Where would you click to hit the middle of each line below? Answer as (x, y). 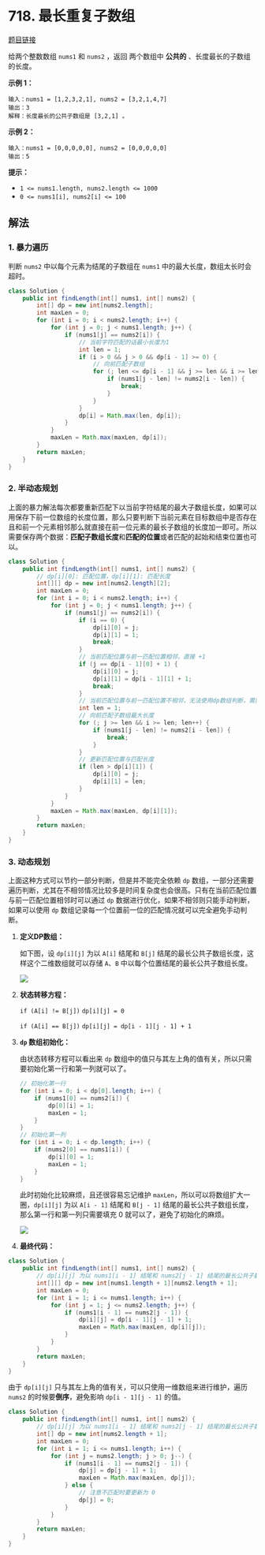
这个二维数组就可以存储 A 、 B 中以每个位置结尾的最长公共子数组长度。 (139, 964)
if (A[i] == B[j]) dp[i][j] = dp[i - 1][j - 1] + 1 (105, 1027)
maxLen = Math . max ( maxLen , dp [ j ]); (137, 1478)
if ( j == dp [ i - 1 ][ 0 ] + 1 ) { (128, 664)
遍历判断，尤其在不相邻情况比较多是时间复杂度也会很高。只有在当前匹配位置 (132, 890)
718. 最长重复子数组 (72, 16)
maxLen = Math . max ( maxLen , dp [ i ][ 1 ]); (114, 811)
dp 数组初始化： (45, 1042)
